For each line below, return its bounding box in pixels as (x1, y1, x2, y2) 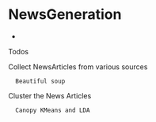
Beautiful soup (15, 77, 66, 85)
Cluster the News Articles (8, 91, 92, 100)
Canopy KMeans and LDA (15, 106, 90, 114)
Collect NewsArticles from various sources (8, 61, 148, 72)
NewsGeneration (8, 6, 122, 24)
